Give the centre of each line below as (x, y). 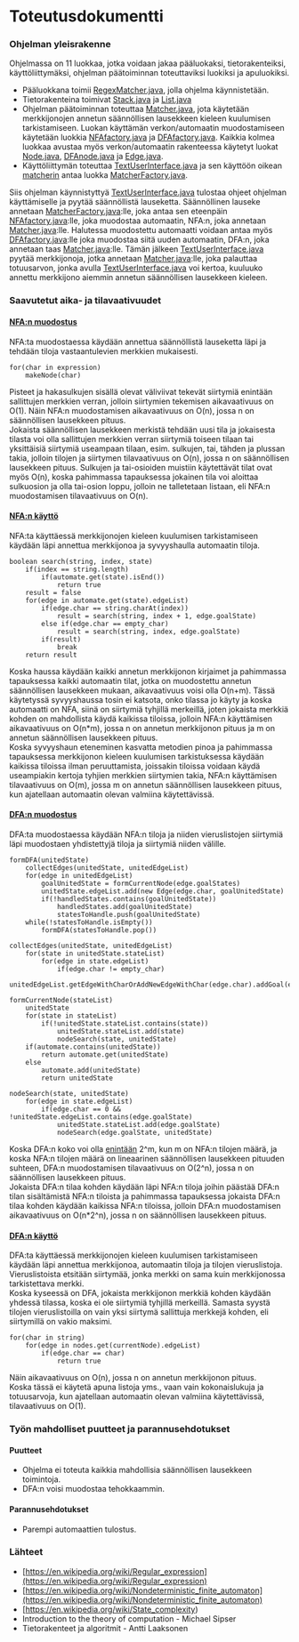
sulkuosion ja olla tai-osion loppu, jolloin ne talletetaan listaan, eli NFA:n (140, 486)
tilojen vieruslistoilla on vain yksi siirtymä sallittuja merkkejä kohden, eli (139, 1312)
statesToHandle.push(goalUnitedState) (129, 915)
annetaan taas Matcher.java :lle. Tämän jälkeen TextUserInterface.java (137, 249)
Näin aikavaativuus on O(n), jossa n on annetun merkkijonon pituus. (133, 1378)
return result (51, 655)
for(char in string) (48, 1338)
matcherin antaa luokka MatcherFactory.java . (105, 175)
